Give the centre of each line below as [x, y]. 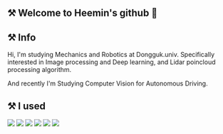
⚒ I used [27, 106]
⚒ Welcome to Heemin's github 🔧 [83, 13]
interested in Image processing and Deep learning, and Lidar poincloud [111, 62]
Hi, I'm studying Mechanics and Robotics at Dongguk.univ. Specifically [111, 55]
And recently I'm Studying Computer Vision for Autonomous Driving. [108, 83]
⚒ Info [22, 37]
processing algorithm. [40, 70]
